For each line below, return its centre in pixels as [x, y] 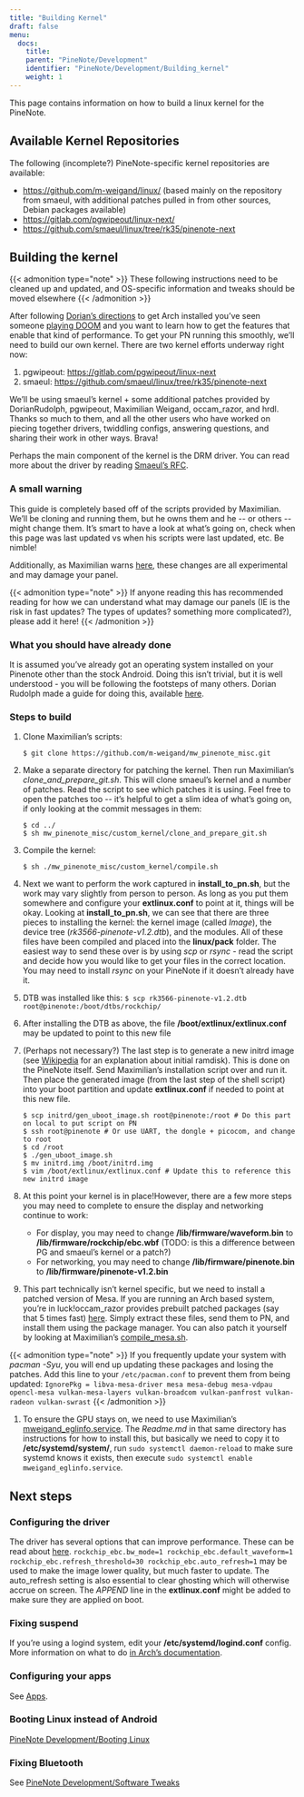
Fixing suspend [44, 1623]
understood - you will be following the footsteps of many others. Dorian [143, 683]
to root [37, 1140]
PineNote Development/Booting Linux [79, 1739]
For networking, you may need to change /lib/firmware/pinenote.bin [165, 1262]
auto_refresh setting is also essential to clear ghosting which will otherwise [150, 1580]
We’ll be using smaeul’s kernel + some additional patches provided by [140, 400]
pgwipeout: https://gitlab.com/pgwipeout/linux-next [119, 372]
